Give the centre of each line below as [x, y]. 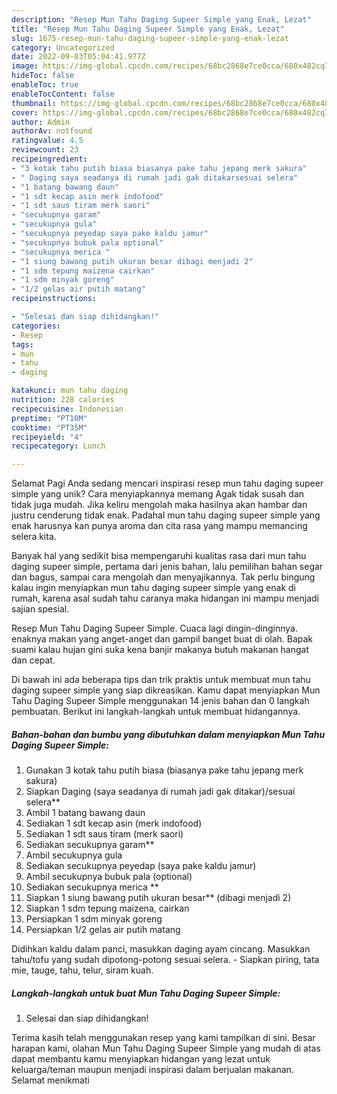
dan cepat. [33, 660]
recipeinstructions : [54, 299]
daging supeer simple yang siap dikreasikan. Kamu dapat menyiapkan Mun [166, 690]
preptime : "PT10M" [49, 418]
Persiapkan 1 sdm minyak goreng [94, 919]
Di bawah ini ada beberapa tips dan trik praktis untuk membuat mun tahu [161, 680]
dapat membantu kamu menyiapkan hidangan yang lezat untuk [141, 1059]
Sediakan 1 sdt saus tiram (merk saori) [104, 834]
